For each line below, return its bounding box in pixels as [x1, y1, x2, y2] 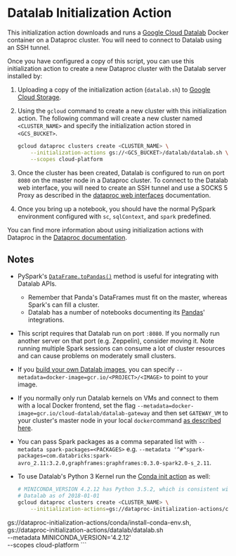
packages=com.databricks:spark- [17, 453, 112, 460]
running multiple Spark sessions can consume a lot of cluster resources [17, 344, 225, 353]
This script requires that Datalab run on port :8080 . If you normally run [17, 329, 220, 338]
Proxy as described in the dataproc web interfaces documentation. [17, 191, 211, 199]
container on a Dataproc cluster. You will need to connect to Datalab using [7, 35, 223, 44]
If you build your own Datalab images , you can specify [17, 365, 176, 374]
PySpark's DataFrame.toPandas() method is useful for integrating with [17, 272, 219, 281]
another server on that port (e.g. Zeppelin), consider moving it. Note [17, 336, 214, 346]
